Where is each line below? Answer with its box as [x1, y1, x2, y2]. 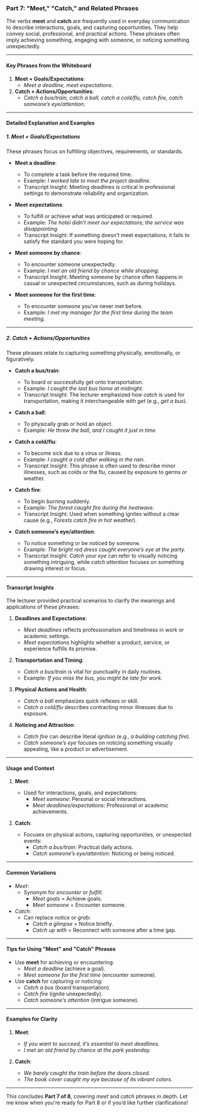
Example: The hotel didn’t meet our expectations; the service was [23, 219, 184, 226]
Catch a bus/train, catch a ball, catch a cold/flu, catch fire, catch [23, 94, 183, 101]
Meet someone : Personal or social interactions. [32, 796, 147, 803]
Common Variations [6, 869, 56, 876]
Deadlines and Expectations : [14, 615, 87, 622]
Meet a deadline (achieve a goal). [23, 964, 105, 972]
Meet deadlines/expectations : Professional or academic [32, 802, 169, 809]
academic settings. [23, 633, 70, 640]
